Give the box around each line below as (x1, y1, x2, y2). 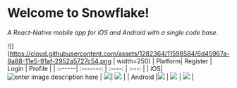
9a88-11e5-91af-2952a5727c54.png (7, 56, 111, 65)
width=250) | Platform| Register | (116, 56, 213, 65)
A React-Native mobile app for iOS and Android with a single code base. (7, 28, 219, 37)
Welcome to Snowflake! (7, 5, 150, 21)
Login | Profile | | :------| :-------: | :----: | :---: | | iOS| (7, 64, 164, 73)
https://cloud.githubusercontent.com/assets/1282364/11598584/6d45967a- (9, 49, 230, 58)
